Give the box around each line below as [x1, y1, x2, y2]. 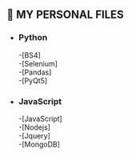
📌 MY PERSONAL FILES [6, 8, 124, 22]
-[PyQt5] [18, 75, 48, 85]
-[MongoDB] [18, 139, 61, 149]
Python [18, 32, 48, 43]
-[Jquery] [18, 131, 50, 140]
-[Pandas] [18, 67, 52, 77]
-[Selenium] [18, 58, 58, 68]
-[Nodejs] [18, 122, 50, 132]
